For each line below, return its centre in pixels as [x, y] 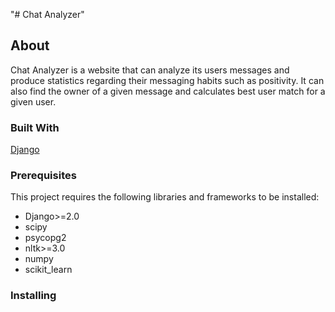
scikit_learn [48, 270]
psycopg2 [45, 238]
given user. [33, 101]
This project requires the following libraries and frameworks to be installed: [165, 197]
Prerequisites [43, 176]
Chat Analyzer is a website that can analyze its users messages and [150, 70]
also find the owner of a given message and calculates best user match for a [168, 91]
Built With [35, 127]
